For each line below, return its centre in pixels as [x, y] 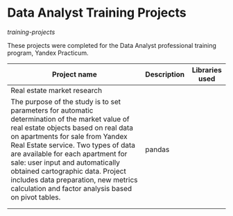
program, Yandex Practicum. [48, 53]
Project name [74, 74]
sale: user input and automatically [65, 163]
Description [165, 74]
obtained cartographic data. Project [68, 171]
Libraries [207, 69]
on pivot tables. [36, 197]
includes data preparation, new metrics [74, 180]
